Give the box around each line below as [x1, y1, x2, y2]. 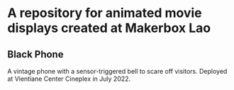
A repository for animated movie [7, 5, 202, 21]
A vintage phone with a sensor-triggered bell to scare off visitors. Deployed [7, 67, 228, 75]
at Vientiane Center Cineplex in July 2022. [7, 74, 131, 83]
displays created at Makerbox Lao [7, 20, 211, 36]
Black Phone [7, 48, 64, 60]
